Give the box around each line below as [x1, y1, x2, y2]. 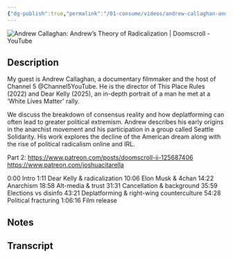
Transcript [7, 240, 53, 252]
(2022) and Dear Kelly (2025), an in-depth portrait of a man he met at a [7, 89, 211, 98]
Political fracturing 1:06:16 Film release [7, 196, 118, 205]
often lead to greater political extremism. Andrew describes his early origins [7, 118, 224, 126]
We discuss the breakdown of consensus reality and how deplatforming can [7, 110, 225, 119]
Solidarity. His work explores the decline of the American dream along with [7, 132, 221, 141]
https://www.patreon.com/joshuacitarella [7, 161, 124, 169]
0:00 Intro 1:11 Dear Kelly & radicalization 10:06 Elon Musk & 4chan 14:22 [7, 174, 214, 182]
